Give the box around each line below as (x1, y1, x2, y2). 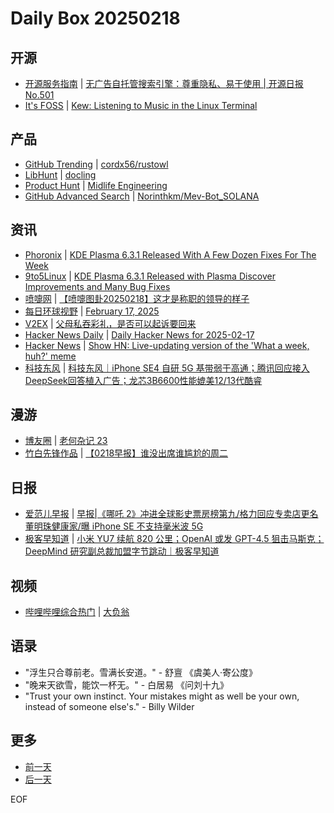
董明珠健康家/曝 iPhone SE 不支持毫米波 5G (24, 520, 204, 532)
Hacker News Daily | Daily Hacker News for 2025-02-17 (24, 328, 255, 341)
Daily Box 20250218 (10, 7, 181, 30)
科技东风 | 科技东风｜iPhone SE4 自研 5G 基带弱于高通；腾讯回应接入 (24, 362, 310, 374)
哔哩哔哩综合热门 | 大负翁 (24, 606, 130, 618)
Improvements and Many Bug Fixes (24, 280, 171, 292)
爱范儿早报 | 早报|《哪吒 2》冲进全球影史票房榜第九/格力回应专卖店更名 (24, 508, 319, 520)
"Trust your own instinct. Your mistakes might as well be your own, (24, 690, 300, 702)
